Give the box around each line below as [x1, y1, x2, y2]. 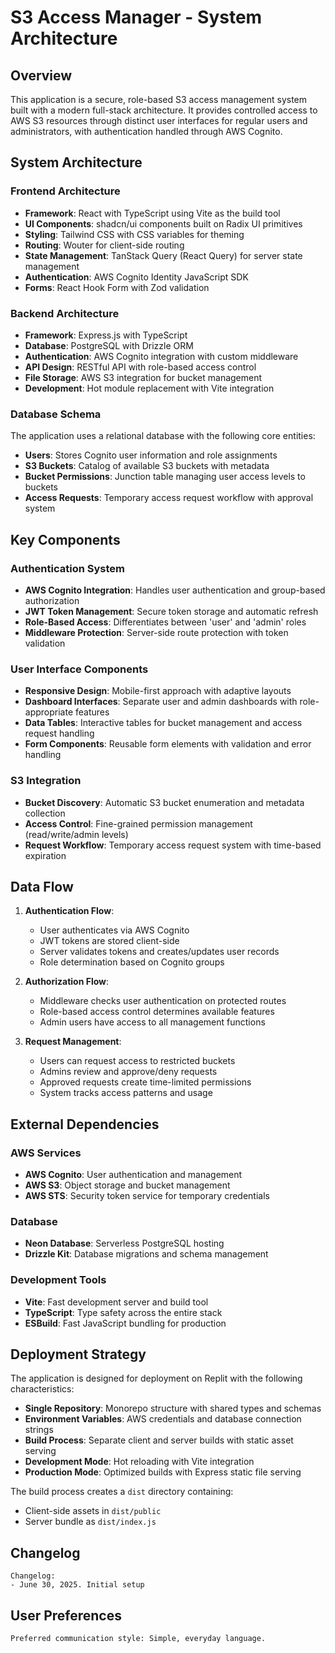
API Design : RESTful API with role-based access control [24, 361, 257, 373]
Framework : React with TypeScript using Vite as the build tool [24, 207, 281, 219]
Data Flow [10, 878, 74, 895]
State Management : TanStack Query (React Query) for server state [24, 249, 303, 261]
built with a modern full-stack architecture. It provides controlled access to [10, 104, 318, 116]
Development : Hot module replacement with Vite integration [24, 382, 275, 394]
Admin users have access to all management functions [39, 1016, 266, 1028]
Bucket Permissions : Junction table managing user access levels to [24, 471, 306, 483]
